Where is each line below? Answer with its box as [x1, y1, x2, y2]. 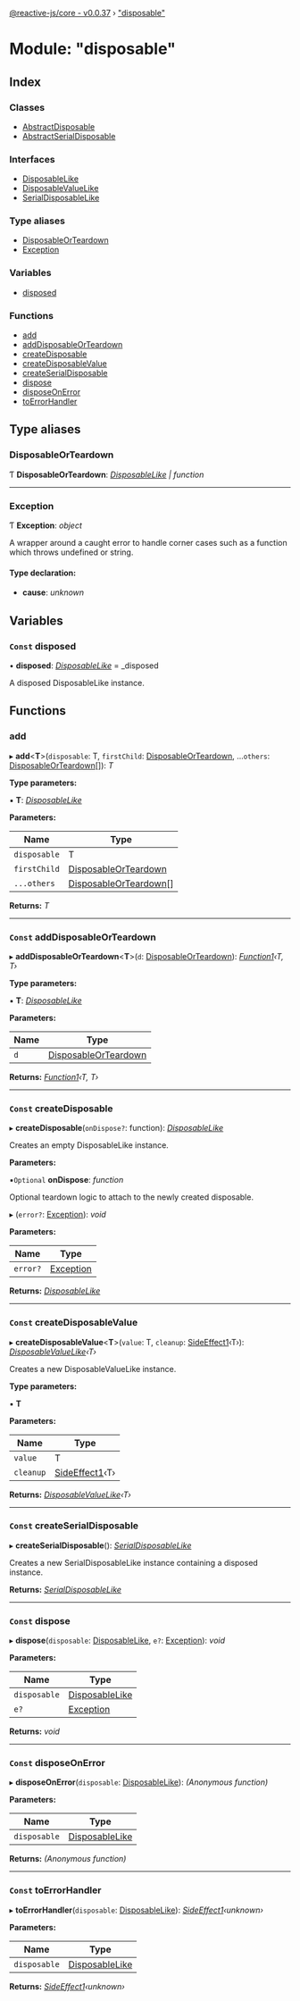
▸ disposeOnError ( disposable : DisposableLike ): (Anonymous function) [9, 1777, 269, 1788]
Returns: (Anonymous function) [9, 1854, 127, 1864]
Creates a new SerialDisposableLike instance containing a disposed [9, 1557, 259, 1568]
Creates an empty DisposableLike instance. [9, 1140, 170, 1151]
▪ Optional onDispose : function [9, 1175, 124, 1185]
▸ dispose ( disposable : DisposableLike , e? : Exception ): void [9, 1635, 226, 1646]
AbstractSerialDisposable [21, 130, 116, 141]
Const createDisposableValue [9, 1317, 138, 1329]
